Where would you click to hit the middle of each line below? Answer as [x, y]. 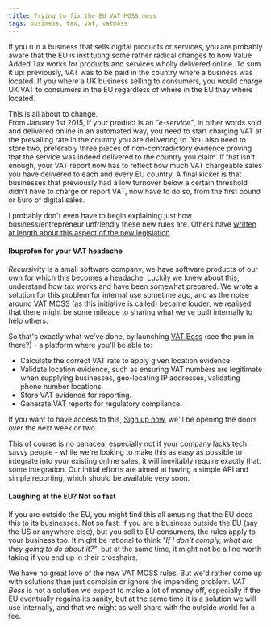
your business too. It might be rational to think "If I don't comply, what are [131, 540]
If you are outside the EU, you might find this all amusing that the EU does [131, 514]
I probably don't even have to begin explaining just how [100, 215]
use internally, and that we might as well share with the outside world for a [132, 607]
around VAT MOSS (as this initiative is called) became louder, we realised [130, 303]
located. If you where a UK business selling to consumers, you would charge [135, 81]
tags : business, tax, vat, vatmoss [68, 23]
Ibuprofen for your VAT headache [66, 251]
